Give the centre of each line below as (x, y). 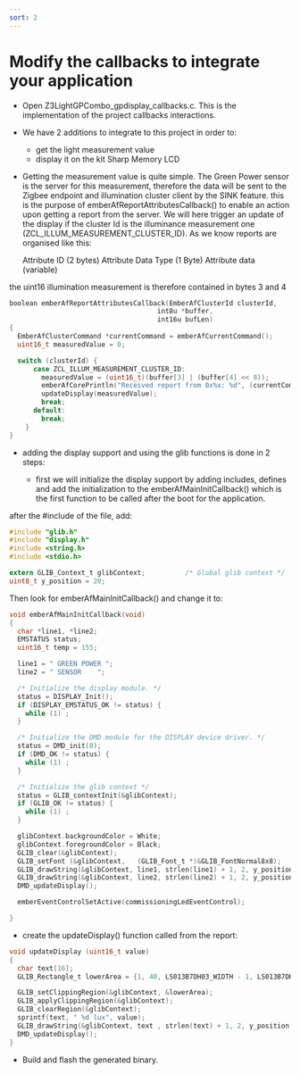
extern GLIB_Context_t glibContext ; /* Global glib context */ (147, 573)
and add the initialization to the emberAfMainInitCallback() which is (158, 488)
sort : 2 (24, 17)
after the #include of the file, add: (71, 515)
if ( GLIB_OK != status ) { (66, 803)
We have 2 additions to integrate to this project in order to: (129, 132)
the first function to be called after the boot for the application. (150, 498)
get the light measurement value (95, 149)
